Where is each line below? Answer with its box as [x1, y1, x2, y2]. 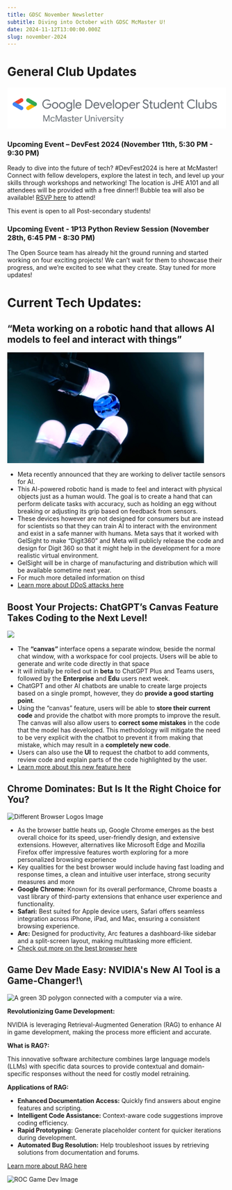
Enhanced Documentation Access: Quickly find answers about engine [17, 1096, 221, 1105]
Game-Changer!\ [7, 975, 83, 987]
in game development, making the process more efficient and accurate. [7, 1027, 212, 1036]
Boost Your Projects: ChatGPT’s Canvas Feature [7, 601, 219, 613]
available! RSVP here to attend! [7, 193, 96, 202]
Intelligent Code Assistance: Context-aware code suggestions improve [17, 1111, 224, 1119]
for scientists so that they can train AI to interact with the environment [17, 522, 217, 530]
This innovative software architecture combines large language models [7, 1054, 210, 1063]
